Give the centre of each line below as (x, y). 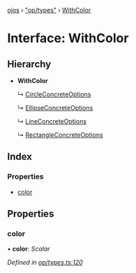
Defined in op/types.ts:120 (45, 263)
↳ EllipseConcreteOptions (55, 108)
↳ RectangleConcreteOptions (60, 135)
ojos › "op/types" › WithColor (49, 10)
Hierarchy (29, 64)
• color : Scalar (29, 249)
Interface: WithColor (68, 38)
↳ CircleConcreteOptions (54, 94)
